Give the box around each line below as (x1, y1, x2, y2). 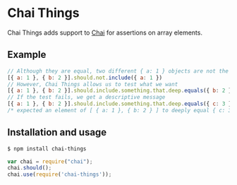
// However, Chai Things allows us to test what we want (7, 80, 178, 88)
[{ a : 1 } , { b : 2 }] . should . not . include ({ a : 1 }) (7, 74, 163, 81)
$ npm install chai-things (7, 145, 87, 153)
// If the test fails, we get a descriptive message (7, 94, 166, 101)
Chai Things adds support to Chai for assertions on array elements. (7, 28, 203, 37)
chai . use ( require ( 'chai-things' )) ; (7, 171, 112, 178)
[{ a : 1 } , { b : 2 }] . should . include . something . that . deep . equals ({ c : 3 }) (7, 100, 235, 107)
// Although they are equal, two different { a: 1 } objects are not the (7, 67, 229, 75)
